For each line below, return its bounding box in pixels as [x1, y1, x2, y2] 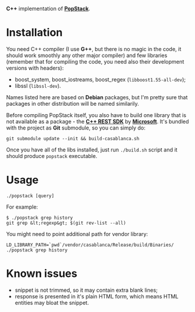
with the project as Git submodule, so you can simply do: [6, 124, 146, 131]
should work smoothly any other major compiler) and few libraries [6, 52, 168, 59]
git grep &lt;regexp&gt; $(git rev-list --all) [6, 220, 127, 226]
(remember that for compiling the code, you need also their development [6, 58, 184, 65]
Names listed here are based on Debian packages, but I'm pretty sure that [6, 93, 188, 100]
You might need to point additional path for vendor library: [6, 230, 149, 237]
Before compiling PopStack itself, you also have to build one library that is [6, 111, 187, 118]
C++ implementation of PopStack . [6, 5, 90, 12]
